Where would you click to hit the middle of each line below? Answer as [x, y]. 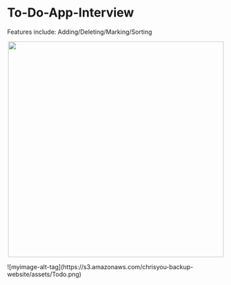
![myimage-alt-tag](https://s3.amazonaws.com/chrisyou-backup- [100, 266]
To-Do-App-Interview [71, 13]
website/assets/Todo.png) [44, 274]
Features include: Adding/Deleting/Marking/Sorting [80, 32]
